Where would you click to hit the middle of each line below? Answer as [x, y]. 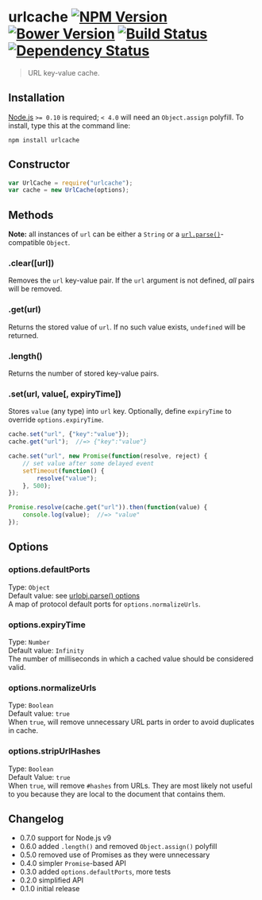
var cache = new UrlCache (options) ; [69, 190]
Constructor [39, 164]
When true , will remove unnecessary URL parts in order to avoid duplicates [131, 722]
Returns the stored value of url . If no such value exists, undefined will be [127, 327]
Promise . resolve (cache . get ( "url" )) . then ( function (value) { [108, 508]
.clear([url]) [31, 263]
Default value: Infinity [46, 650]
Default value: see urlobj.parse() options [74, 595]
